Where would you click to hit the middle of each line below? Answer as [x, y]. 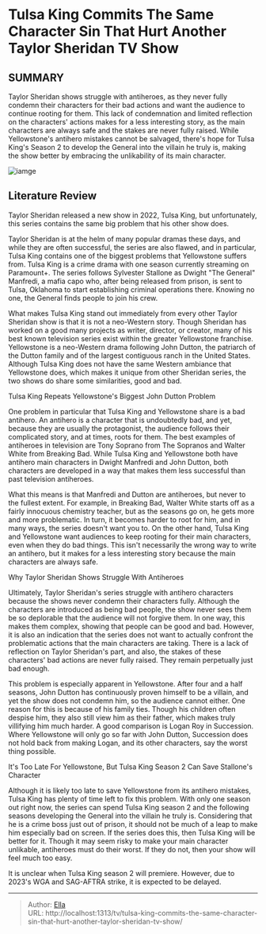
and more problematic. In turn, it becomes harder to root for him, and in [124, 519]
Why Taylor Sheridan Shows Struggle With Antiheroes [96, 577]
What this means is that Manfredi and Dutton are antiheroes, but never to [127, 494]
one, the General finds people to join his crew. [83, 298]
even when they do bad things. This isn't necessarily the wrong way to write [133, 544]
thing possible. [32, 751]
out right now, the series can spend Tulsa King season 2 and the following [129, 807]
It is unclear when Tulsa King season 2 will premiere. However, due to [122, 873]
